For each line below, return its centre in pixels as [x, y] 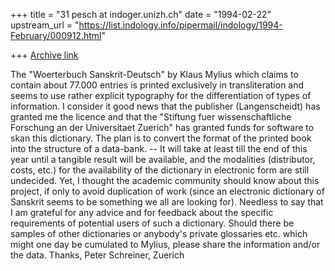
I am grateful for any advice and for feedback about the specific [142, 212]
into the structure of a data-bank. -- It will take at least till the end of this [159, 148]
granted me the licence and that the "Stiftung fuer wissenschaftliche [151, 117]
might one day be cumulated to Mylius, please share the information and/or [165, 244]
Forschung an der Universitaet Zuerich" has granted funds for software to [162, 127]
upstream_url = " [45, 25]
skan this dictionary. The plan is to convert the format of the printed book [161, 138]
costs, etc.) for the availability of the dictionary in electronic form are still [160, 170]
